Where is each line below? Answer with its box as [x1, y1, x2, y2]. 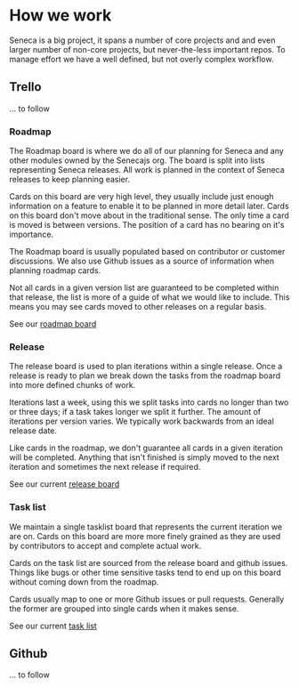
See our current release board [9, 479, 120, 489]
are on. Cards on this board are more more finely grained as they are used [9, 530, 281, 541]
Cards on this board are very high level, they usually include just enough [9, 191, 274, 202]
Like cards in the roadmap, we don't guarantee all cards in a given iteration [9, 442, 283, 454]
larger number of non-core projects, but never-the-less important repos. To [9, 44, 287, 54]
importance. [9, 229, 54, 240]
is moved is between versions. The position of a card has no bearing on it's [9, 220, 285, 230]
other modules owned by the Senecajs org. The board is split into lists [9, 155, 265, 166]
